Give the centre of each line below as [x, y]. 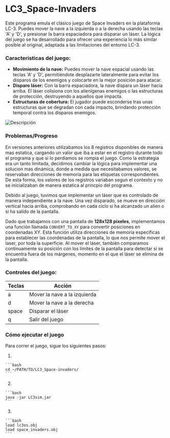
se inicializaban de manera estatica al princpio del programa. [69, 185]
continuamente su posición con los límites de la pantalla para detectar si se [84, 248]
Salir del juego [46, 319]
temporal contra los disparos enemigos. [54, 113]
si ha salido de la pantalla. [32, 211]
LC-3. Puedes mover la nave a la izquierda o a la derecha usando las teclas [84, 28]
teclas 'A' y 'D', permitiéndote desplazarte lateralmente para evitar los [86, 75]
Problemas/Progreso [31, 136]
